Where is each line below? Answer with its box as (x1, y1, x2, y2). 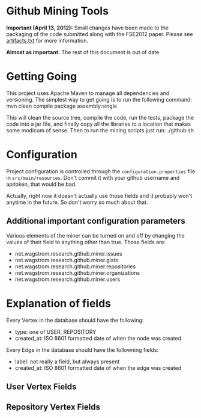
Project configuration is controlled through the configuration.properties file (6, 167, 196, 175)
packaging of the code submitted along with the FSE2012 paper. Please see (6, 30, 193, 37)
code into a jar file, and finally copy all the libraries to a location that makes (6, 120, 191, 128)
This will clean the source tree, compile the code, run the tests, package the (6, 114, 194, 121)
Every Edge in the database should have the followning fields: (6, 346, 159, 353)
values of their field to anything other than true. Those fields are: (6, 238, 166, 245)
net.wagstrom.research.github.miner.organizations (14, 269, 140, 276)
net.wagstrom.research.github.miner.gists (14, 256, 118, 263)
